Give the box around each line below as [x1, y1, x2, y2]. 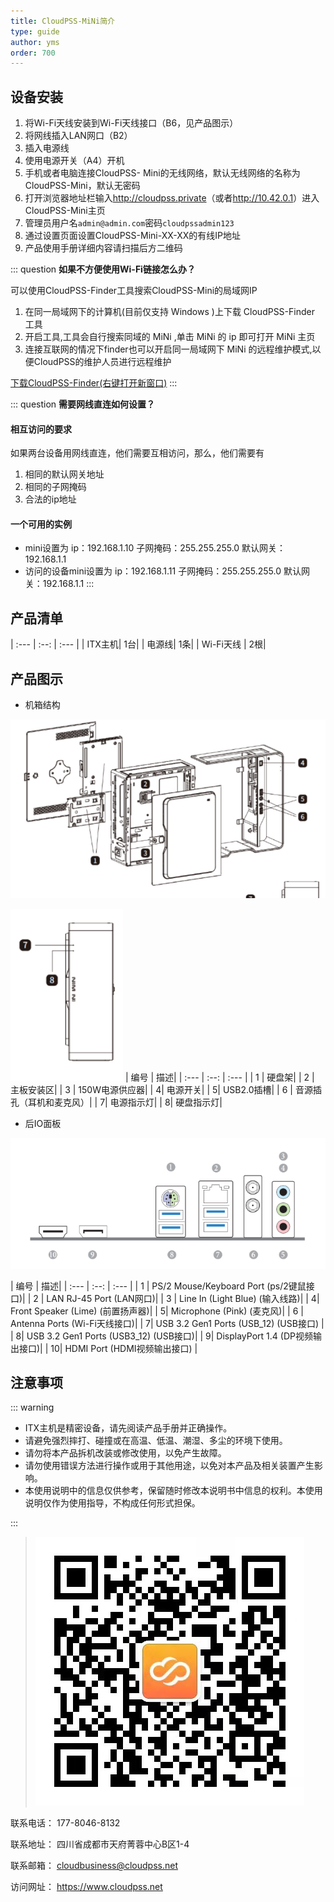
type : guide [10, 26, 60, 37]
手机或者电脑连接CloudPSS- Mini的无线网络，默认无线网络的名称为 [24, 167, 301, 179]
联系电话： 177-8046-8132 [10, 1817, 121, 1829]
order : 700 [10, 48, 56, 58]
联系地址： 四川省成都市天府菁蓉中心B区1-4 [10, 1838, 190, 1850]
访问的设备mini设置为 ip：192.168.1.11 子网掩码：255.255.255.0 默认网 [24, 565, 310, 577]
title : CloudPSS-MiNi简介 [10, 16, 115, 26]
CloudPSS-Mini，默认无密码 [24, 180, 141, 192]
